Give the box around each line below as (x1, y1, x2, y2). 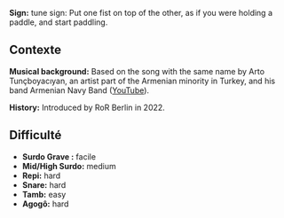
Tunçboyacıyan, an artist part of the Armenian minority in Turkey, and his (9, 75, 276, 86)
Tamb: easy (21, 189, 67, 199)
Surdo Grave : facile (21, 151, 96, 162)
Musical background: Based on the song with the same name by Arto (9, 66, 264, 76)
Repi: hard (21, 170, 61, 181)
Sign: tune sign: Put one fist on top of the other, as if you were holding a (9, 8, 273, 18)
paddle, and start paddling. (9, 17, 108, 27)
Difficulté (9, 128, 62, 143)
